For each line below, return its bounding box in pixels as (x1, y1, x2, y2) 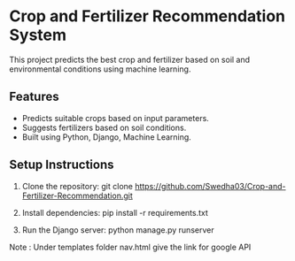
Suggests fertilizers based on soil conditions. (21, 122, 187, 133)
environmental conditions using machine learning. (9, 64, 191, 74)
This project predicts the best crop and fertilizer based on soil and (9, 54, 251, 65)
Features (9, 89, 59, 104)
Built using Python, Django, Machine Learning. (21, 131, 192, 142)
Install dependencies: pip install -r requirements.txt (21, 207, 208, 218)
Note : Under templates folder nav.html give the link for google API (9, 242, 252, 252)
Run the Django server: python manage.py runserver (21, 224, 214, 235)
